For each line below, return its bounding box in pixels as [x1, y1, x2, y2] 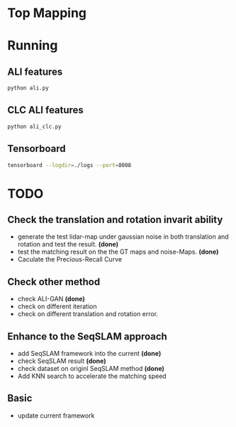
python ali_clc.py [7, 123, 62, 130]
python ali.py [7, 85, 50, 92]
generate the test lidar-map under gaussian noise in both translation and [17, 232, 229, 241]
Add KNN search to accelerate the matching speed [17, 372, 167, 381]
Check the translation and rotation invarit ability [7, 214, 223, 226]
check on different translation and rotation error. [17, 310, 158, 318]
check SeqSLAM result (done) [17, 357, 106, 365]
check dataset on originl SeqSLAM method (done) [17, 364, 165, 373]
